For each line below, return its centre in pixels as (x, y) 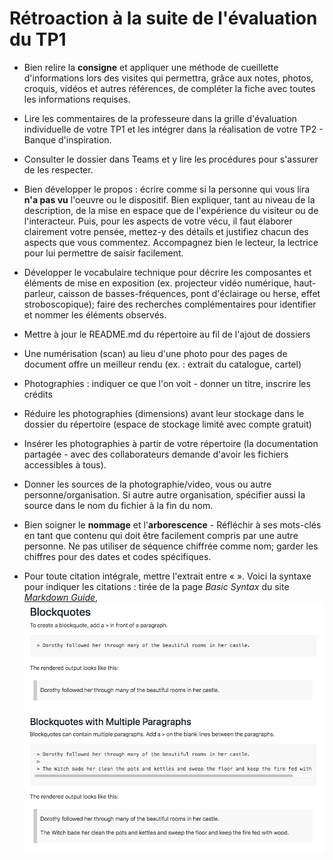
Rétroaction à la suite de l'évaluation (163, 18)
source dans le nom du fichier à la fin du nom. (118, 505)
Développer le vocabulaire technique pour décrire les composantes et (167, 272)
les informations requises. (77, 99)
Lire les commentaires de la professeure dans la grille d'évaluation (160, 118)
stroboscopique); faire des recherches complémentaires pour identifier (170, 304)
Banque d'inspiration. (67, 139)
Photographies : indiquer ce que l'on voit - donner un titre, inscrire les (167, 383)
